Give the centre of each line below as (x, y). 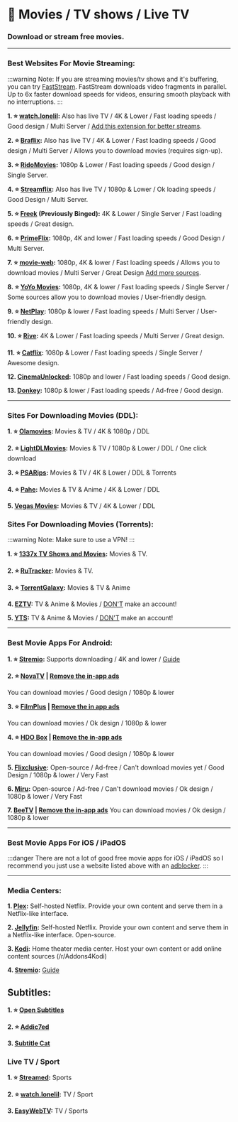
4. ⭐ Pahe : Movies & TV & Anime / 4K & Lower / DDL (84, 490)
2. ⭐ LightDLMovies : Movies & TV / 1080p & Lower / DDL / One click (107, 448)
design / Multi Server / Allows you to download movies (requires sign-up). (115, 150)
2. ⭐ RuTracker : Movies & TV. (50, 571)
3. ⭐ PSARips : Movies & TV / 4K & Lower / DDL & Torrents (92, 473)
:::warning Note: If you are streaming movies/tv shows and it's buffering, (113, 79)
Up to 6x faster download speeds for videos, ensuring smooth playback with (119, 94)
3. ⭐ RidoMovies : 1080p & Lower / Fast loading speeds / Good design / (111, 164)
